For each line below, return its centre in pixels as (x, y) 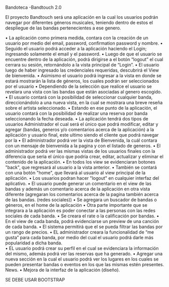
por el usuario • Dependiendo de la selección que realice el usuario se (78, 86)
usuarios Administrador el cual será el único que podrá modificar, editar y (82, 124)
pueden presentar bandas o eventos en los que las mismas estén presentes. (85, 264)
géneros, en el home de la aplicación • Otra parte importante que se (76, 205)
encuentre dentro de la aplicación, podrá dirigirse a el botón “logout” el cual (84, 59)
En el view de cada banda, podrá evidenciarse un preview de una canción (82, 221)
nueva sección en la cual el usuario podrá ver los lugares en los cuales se (82, 259)
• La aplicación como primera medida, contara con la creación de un (77, 38)
